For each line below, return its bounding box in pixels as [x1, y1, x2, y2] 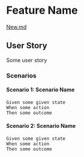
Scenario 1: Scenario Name [6, 86, 75, 93]
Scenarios [6, 71, 37, 79]
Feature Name [6, 4, 78, 17]
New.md [6, 23, 27, 30]
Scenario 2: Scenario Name [6, 122, 76, 130]
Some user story [6, 56, 47, 63]
